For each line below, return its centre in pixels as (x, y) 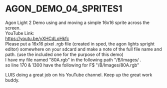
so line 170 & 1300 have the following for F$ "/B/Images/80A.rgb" (72, 65)
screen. (13, 27)
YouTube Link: (20, 33)
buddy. (12, 80)
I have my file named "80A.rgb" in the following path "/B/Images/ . (73, 59)
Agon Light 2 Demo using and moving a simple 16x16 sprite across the (77, 22)
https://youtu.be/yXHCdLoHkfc (37, 38)
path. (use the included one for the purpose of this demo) (64, 54)
